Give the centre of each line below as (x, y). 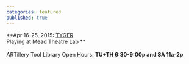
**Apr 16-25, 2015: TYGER (40, 35)
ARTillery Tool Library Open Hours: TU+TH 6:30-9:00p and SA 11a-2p (95, 54)
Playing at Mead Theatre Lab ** (46, 41)
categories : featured (34, 12)
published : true (27, 18)
